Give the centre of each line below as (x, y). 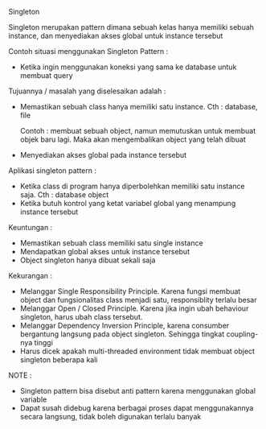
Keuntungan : (31, 227)
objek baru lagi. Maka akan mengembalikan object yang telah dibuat (133, 139)
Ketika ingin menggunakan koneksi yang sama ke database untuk (128, 67)
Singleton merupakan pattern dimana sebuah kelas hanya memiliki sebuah (131, 27)
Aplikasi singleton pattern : (52, 171)
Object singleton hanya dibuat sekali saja (88, 260)
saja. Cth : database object (64, 195)
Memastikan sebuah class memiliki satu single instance (111, 243)
